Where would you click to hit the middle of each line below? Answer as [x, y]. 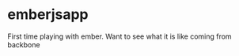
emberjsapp [48, 15]
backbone [24, 44]
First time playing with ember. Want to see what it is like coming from [119, 36]
